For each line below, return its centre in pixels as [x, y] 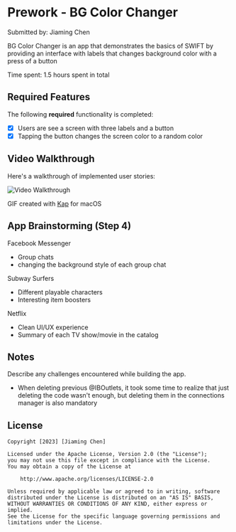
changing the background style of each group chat [92, 265]
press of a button [33, 60]
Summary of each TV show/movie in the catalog [88, 334]
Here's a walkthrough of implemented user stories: [82, 176]
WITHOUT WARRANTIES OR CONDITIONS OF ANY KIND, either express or [107, 504]
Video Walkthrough [51, 159]
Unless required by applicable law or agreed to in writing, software [114, 491]
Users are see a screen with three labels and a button [96, 128]
